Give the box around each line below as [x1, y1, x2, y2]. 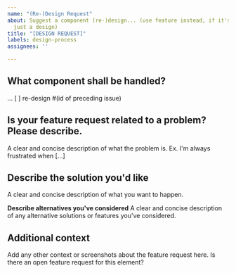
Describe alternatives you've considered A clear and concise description [7, 204, 223, 212]
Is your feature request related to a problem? [7, 114, 206, 127]
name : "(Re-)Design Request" [7, 10, 93, 18]
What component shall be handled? [7, 75, 166, 87]
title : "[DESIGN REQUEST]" [7, 30, 86, 37]
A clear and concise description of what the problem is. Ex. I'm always [7, 144, 211, 152]
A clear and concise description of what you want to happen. [7, 191, 184, 199]
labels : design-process [7, 37, 77, 44]
